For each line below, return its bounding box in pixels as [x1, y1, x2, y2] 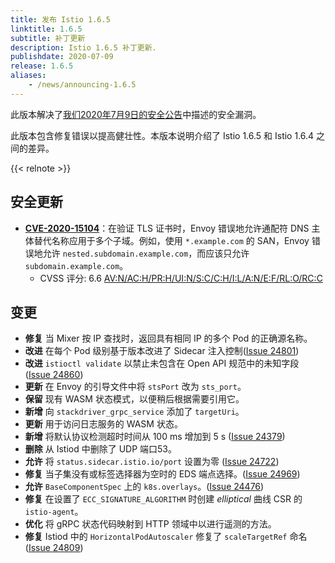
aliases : [10, 71, 47, 81]
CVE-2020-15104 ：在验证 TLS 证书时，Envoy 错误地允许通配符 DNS [24, 222, 310, 234]
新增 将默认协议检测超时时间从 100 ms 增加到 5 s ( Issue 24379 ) [24, 431, 286, 443]
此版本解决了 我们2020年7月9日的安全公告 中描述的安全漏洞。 [10, 108, 262, 120]
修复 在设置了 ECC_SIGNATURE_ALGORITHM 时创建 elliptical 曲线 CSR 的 [24, 493, 303, 505]
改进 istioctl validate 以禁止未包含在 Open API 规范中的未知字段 [24, 357, 300, 370]
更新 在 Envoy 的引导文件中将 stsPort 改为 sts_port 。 [24, 381, 247, 393]
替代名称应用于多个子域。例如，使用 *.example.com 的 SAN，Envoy [33, 234, 310, 246]
